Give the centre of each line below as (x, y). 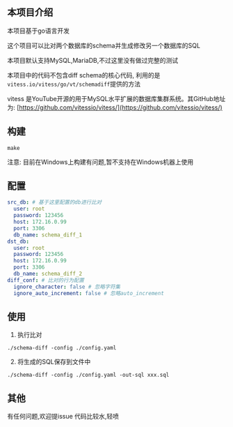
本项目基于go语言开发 (38, 31)
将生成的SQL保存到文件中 (54, 362)
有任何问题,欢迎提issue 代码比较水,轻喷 (63, 417)
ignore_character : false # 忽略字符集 (67, 287)
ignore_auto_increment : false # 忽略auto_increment (89, 293)
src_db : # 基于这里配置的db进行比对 (55, 202)
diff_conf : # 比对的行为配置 (46, 280)
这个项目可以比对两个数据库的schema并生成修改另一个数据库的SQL (104, 45)
